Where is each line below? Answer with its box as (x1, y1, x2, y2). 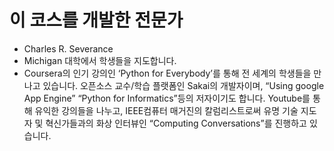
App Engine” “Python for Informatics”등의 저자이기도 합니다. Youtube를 (23, 92, 311, 104)
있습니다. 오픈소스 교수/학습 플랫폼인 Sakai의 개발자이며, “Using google (42, 79, 325, 91)
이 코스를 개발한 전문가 (9, 9, 184, 32)
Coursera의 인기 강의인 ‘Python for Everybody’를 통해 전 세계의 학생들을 (23, 67, 312, 79)
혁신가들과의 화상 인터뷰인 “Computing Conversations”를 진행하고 (45, 117, 307, 129)
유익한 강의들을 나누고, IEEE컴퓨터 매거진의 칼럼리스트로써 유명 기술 (34, 104, 299, 116)
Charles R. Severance (23, 42, 114, 55)
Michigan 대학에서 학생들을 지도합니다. (23, 54, 177, 66)
